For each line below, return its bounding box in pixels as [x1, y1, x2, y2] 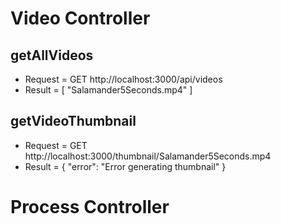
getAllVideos [10, 47, 94, 64]
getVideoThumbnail [10, 113, 137, 130]
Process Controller [10, 196, 170, 218]
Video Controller [10, 7, 151, 30]
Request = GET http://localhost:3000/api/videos [24, 73, 223, 85]
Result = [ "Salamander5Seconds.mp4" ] [24, 84, 193, 96]
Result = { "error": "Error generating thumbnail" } [24, 160, 227, 172]
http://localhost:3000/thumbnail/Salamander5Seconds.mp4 [24, 150, 272, 162]
